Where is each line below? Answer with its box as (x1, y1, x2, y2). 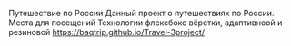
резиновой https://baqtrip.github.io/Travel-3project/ (8, 27, 206, 37)
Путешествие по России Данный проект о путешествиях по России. (8, 8, 275, 18)
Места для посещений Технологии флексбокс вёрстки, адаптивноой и (8, 17, 283, 28)
